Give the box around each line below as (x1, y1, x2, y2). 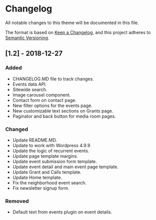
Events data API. (12, 81, 47, 87)
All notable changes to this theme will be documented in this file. (5, 20, 139, 26)
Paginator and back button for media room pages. (12, 113, 116, 119)
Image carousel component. (12, 91, 71, 98)
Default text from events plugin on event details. (12, 209, 112, 215)
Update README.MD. (12, 137, 57, 143)
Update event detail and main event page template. (12, 164, 119, 170)
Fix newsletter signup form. (12, 185, 69, 191)
